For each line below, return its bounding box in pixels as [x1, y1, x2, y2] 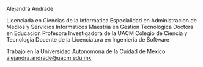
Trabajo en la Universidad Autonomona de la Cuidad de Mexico [6, 48, 166, 55]
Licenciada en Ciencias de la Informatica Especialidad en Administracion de [6, 17, 197, 24]
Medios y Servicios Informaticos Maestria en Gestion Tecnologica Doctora [6, 24, 194, 30]
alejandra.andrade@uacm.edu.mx [6, 54, 92, 61]
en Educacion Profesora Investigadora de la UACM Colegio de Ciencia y [6, 30, 188, 37]
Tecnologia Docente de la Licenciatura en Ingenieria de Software [6, 36, 170, 43]
